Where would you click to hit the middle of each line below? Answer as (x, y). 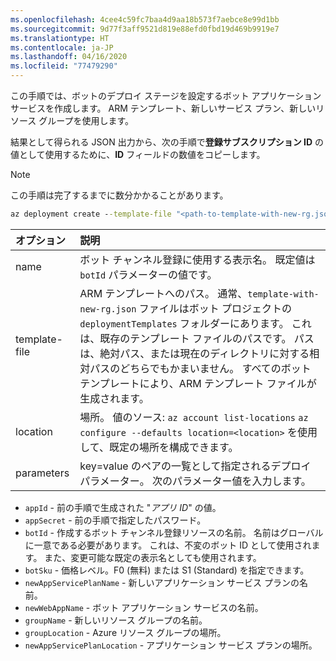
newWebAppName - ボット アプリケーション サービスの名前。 (144, 607)
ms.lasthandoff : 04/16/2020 (69, 57)
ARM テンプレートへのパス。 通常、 (163, 293)
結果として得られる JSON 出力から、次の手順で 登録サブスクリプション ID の (167, 142)
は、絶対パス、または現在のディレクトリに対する (194, 353)
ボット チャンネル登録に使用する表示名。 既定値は (197, 259)
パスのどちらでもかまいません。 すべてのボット (200, 368)
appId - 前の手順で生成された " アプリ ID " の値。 (123, 507)
